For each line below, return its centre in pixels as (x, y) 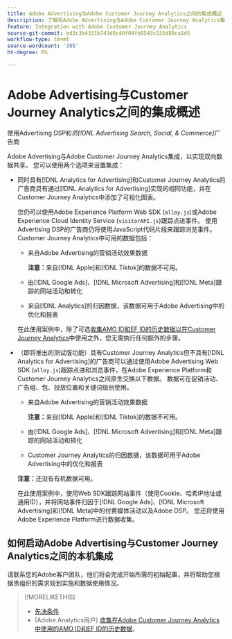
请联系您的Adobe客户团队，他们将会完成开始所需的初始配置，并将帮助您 (111, 574)
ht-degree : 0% (28, 53)
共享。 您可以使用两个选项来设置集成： (69, 165)
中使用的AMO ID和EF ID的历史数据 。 (86, 629)
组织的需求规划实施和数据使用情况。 (71, 583)
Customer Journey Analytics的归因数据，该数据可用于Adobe (114, 455)
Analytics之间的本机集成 (60, 556)
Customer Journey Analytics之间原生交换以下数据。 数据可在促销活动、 (119, 379)
